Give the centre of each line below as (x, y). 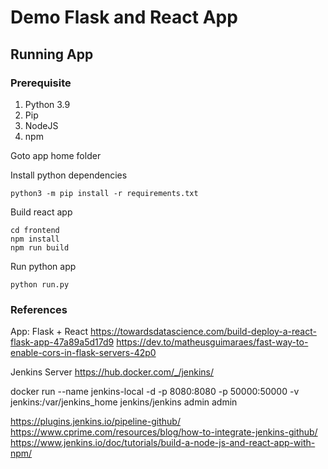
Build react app (41, 212)
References (39, 309)
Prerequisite (41, 83)
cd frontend (35, 230)
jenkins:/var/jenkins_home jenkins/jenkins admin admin (124, 402)
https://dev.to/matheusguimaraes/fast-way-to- (212, 342)
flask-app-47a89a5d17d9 (62, 342)
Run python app (43, 266)
